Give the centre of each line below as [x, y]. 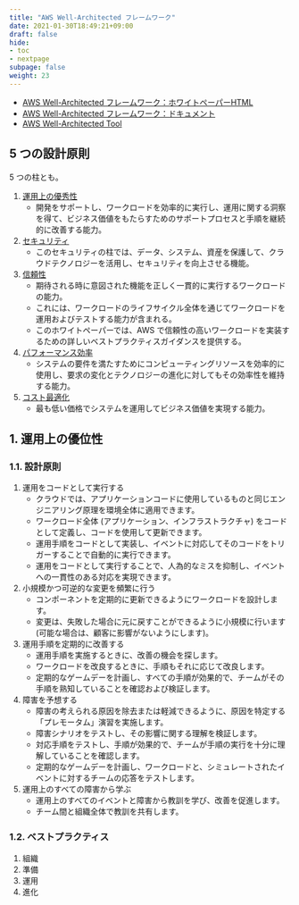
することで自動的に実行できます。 [113, 555]
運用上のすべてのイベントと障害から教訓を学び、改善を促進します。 [160, 800]
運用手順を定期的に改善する [73, 644]
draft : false [33, 34]
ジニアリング [59, 510]
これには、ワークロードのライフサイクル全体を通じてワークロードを [160, 307]
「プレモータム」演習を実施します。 [102, 722]
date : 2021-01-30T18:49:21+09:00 [71, 26]
